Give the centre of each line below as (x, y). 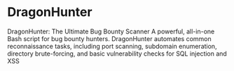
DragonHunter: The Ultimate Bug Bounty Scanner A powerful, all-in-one (111, 31)
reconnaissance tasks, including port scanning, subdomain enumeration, (112, 46)
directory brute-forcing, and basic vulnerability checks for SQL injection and (117, 54)
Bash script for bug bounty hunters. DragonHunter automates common (109, 38)
